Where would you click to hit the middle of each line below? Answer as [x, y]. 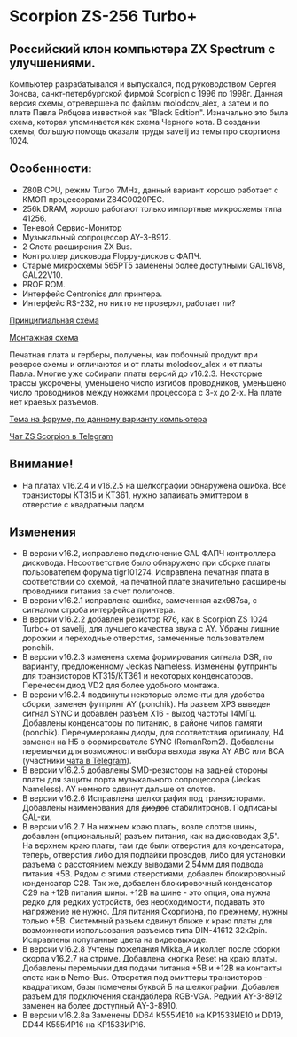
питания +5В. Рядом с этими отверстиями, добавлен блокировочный [154, 874]
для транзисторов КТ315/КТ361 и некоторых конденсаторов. [137, 676]
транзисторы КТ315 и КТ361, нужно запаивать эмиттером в [135, 495]
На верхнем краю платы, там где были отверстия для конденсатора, [153, 845]
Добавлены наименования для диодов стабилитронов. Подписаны [149, 808]
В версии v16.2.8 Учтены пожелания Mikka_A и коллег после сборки [151, 949]
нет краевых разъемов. [54, 402]
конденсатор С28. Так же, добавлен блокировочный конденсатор [147, 884]
